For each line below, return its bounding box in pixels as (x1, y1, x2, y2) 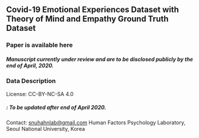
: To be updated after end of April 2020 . (6, 104, 106, 111)
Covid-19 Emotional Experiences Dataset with (6, 5, 179, 15)
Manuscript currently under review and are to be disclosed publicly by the (6, 56, 194, 63)
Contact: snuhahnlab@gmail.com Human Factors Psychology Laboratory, (6, 118, 186, 126)
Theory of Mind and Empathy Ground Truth (6, 14, 169, 24)
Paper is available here (6, 41, 73, 49)
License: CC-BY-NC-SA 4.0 (6, 90, 74, 97)
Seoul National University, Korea (6, 125, 85, 132)
